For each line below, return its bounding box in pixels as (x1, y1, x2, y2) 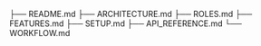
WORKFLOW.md (9, 28, 71, 38)
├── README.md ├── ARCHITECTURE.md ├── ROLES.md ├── (9, 9, 253, 19)
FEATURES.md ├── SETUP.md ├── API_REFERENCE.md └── (9, 18, 242, 29)
